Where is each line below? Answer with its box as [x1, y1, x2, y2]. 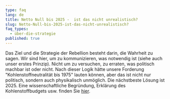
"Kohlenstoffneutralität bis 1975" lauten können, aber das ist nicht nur [5, 71, 152, 78]
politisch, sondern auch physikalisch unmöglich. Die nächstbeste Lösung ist [5, 77, 165, 83]
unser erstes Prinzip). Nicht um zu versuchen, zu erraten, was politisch [5, 61, 155, 67]
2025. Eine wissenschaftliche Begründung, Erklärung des [5, 82, 126, 88]
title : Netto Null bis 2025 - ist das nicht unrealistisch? [5, 17, 138, 22]
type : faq [5, 7, 27, 13]
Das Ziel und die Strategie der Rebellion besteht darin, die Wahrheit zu [5, 49, 153, 56]
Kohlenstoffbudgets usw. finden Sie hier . [5, 88, 90, 94]
